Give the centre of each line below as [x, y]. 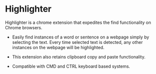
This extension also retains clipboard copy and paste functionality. [79, 56]
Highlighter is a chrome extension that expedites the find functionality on [78, 22]
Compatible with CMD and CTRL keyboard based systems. [71, 66]
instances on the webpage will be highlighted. [58, 47]
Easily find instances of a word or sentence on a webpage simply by [81, 37]
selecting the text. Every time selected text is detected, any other [77, 42]
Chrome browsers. [24, 27]
